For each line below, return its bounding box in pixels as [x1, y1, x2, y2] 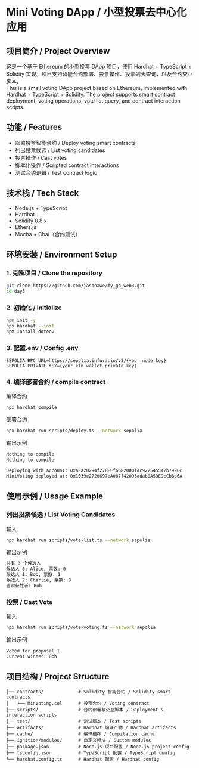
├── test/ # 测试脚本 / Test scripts [6, 718, 142, 724]
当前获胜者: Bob [6, 583, 42, 589]
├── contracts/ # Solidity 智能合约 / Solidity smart [6, 689, 171, 695]
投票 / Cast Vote [6, 597, 53, 606]
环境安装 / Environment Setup [6, 250, 117, 260]
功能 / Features [6, 122, 63, 132]
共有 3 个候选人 [6, 560, 41, 566]
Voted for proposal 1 [6, 648, 60, 654]
